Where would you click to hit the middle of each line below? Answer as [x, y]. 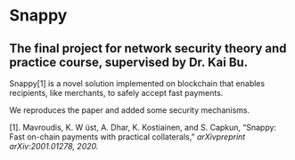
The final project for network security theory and [148, 48]
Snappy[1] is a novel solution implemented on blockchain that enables [137, 84]
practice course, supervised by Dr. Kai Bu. [129, 62]
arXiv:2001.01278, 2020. [54, 146]
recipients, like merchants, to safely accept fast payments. [116, 93]
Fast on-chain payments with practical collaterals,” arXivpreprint [127, 137]
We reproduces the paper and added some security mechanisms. [130, 110]
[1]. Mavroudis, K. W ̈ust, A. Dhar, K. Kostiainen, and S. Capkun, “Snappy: [143, 127]
